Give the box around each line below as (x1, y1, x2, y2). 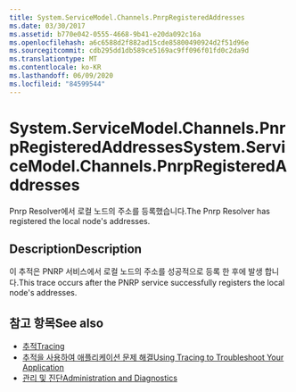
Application (21, 363, 65, 373)
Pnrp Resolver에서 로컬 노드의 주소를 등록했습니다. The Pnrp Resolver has (9, 205, 270, 216)
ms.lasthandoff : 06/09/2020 (9, 71, 114, 80)
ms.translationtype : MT (9, 54, 98, 63)
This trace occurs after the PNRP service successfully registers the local (18, 278, 285, 288)
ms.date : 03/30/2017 (9, 21, 86, 30)
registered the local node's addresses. (9, 215, 151, 226)
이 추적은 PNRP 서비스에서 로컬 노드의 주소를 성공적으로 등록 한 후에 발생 (9, 266, 263, 277)
